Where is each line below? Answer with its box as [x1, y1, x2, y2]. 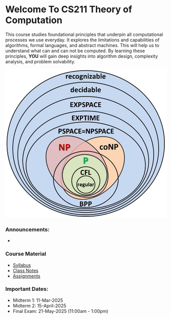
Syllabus [12, 262, 31, 268]
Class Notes [12, 267, 38, 274]
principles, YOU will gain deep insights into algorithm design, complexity [5, 53, 158, 59]
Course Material [5, 250, 47, 258]
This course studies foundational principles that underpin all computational [5, 31, 163, 37]
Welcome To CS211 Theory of [5, 4, 132, 15]
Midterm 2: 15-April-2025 [12, 303, 67, 309]
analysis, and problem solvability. [5, 58, 76, 64]
